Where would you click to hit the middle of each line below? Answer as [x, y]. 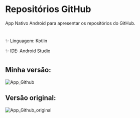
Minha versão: [28, 70]
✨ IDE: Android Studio [28, 51]
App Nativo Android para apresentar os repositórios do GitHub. [70, 23]
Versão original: [31, 98]
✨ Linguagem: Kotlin [26, 41]
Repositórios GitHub [48, 9]
